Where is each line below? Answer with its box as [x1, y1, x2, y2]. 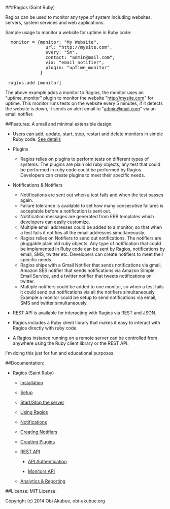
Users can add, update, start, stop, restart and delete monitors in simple [12, 131, 163, 137]
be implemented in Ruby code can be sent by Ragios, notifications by [20, 246, 165, 252]
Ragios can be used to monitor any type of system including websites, [5, 14, 152, 20]
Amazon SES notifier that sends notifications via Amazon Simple [20, 267, 155, 274]
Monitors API [27, 468, 55, 474]
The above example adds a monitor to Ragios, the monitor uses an [5, 89, 144, 96]
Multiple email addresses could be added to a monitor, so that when [20, 224, 162, 230]
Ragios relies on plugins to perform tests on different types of [20, 156, 149, 162]
